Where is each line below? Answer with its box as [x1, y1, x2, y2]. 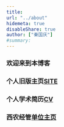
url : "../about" [6, 15, 48, 21]
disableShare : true [6, 26, 56, 33]
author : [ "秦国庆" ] [6, 32, 53, 38]
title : [6, 9, 23, 15]
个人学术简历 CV [6, 94, 54, 103]
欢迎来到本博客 [6, 59, 51, 67]
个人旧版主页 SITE [6, 77, 58, 85]
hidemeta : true [6, 20, 45, 26]
